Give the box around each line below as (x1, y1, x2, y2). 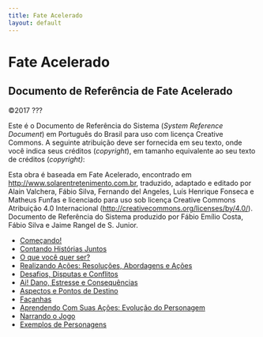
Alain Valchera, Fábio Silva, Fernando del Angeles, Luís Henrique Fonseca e (8, 187, 254, 196)
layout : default (8, 19, 62, 27)
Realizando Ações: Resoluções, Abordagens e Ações (19, 260, 193, 270)
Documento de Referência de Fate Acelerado (8, 85, 233, 98)
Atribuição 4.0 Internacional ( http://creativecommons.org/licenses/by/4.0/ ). (8, 203, 253, 213)
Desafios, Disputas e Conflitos (19, 269, 118, 278)
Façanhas (19, 294, 52, 304)
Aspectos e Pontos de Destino (19, 286, 118, 295)
